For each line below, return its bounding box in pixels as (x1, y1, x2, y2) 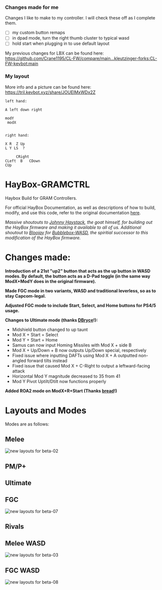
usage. (5, 307, 20, 313)
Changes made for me (5, 4, 59, 11)
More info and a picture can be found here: (5, 84, 92, 90)
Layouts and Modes (5, 405, 87, 416)
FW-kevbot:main (5, 61, 39, 67)
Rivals (5, 523, 24, 531)
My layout (5, 73, 29, 80)
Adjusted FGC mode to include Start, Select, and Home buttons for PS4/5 (5, 302, 156, 308)
